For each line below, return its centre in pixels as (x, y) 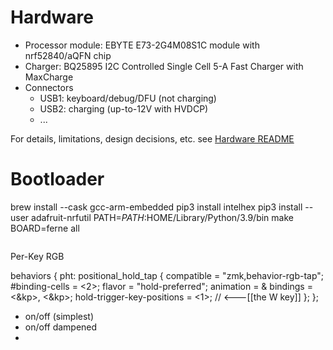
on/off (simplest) (59, 316)
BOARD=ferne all (45, 228)
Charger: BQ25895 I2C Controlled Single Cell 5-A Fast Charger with (164, 66)
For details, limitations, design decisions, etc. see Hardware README (152, 138)
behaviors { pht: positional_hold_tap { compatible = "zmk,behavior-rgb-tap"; (167, 275)
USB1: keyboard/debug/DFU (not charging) (128, 98)
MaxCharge (49, 77)
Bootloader (57, 179)
